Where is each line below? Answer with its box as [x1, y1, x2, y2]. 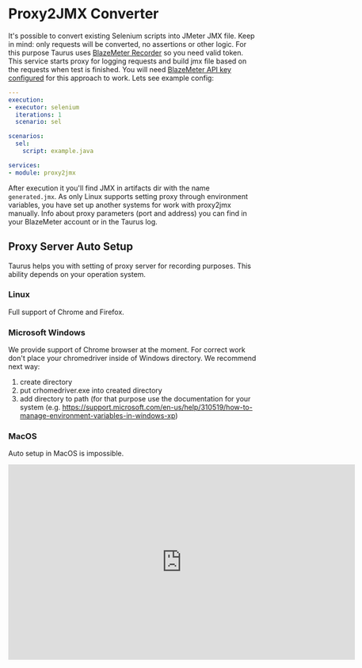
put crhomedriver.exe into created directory [19, 386, 162, 395]
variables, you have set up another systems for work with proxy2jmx [8, 200, 231, 209]
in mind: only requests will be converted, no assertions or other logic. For [8, 39, 247, 48]
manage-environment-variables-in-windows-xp [19, 411, 176, 420]
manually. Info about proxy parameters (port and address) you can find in [8, 208, 248, 218]
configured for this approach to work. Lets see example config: [8, 73, 214, 83]
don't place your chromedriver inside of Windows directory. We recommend [8, 354, 257, 363]
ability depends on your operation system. [8, 269, 147, 278]
